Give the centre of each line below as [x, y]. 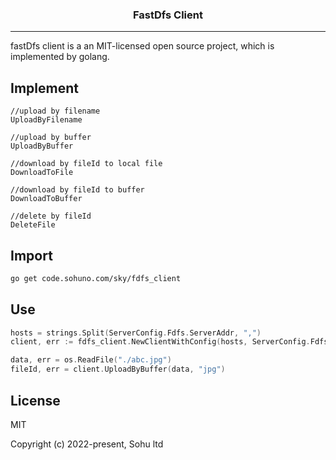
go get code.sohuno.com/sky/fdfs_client [96, 278]
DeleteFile [33, 225]
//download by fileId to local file [86, 164]
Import [31, 255]
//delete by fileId [51, 216]
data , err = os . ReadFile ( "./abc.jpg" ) [91, 360]
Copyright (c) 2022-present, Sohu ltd [87, 444]
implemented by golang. [60, 57]
